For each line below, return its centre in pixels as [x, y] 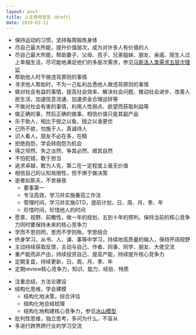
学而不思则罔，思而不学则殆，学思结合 [61, 232]
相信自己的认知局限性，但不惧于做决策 [61, 173]
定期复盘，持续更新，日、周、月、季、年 [64, 262]
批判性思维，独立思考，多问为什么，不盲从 [66, 318]
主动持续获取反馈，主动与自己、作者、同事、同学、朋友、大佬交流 [94, 247]
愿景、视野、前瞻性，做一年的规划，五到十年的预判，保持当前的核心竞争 [102, 217]
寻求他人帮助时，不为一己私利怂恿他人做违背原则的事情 [82, 84]
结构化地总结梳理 [44, 304]
